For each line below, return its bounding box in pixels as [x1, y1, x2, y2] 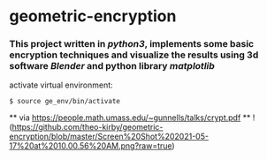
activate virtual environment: [9, 80, 113, 90]
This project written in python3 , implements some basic [9, 38, 255, 50]
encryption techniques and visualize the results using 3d [9, 49, 259, 61]
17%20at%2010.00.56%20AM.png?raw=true [9, 141, 172, 151]
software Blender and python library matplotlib [9, 60, 215, 72]
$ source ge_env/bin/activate [9, 97, 121, 106]
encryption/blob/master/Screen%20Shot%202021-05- [9, 131, 210, 142]
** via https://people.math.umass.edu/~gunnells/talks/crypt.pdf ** [9, 112, 251, 123]
